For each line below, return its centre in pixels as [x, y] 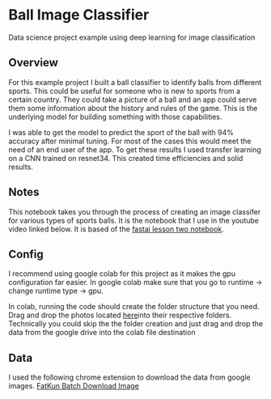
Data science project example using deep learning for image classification [132, 37]
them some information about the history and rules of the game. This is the [133, 108]
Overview [34, 63]
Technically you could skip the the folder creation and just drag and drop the [136, 324]
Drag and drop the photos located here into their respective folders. [120, 315]
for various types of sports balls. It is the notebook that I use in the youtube [133, 220]
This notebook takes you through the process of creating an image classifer [135, 211]
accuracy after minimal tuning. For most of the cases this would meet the [130, 141]
